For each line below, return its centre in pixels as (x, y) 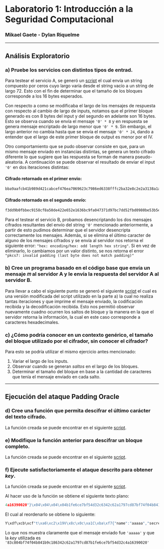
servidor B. (19, 280)
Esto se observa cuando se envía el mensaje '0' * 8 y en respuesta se (76, 122)
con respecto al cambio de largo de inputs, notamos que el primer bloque (79, 111)
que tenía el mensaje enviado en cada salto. (56, 376)
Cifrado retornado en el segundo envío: (46, 200)
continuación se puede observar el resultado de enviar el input (92, 162)
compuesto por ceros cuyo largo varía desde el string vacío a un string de (79, 86)
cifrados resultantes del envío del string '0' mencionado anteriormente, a (79, 225)
